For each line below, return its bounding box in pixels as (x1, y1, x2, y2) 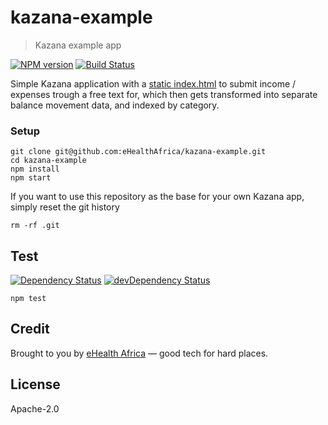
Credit (10, 321, 50, 338)
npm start (10, 173, 52, 183)
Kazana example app (34, 39, 122, 51)
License (10, 376, 61, 393)
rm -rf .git (10, 221, 60, 231)
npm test (10, 294, 47, 304)
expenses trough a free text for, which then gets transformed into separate (10, 88, 318, 100)
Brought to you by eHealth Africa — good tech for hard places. (10, 347, 269, 359)
